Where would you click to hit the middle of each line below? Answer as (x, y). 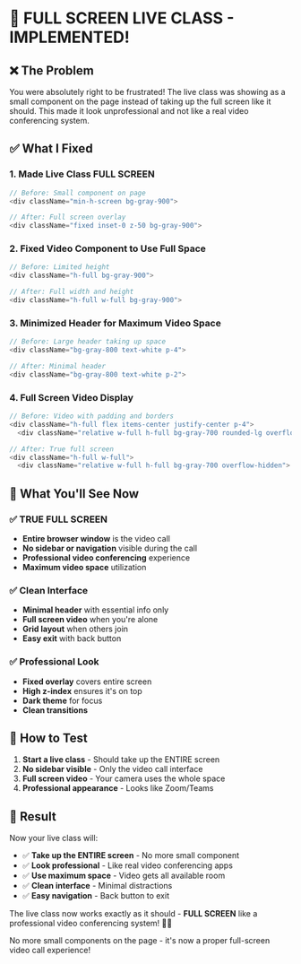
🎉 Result (33, 816)
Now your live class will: (54, 838)
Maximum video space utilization (84, 568)
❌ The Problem (52, 70)
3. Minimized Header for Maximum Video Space (115, 323)
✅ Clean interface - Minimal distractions (97, 886)
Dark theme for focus (62, 700)
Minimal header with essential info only (95, 610)
